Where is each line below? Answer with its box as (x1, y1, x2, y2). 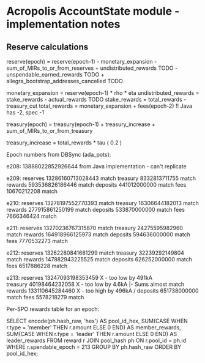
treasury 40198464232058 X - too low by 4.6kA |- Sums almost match (6, 280, 185, 288)
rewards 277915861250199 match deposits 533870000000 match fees (6, 206, 185, 213)
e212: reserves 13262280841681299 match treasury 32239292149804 (6, 249, 185, 256)
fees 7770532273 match (6, 238, 69, 244)
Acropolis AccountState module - (6, 4, 180, 18)
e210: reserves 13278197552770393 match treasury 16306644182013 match (6, 200, 199, 206)
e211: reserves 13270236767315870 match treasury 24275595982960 (6, 225, 184, 231)
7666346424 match (6, 212, 57, 220)
